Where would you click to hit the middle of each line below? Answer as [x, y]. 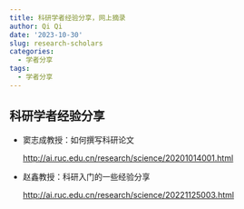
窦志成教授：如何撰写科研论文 [78, 139]
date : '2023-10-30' [46, 35]
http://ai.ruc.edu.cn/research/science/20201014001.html [128, 158]
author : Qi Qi [36, 26]
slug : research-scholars [56, 43]
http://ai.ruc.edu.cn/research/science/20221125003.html [128, 194]
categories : [32, 52]
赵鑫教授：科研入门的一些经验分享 [86, 176]
